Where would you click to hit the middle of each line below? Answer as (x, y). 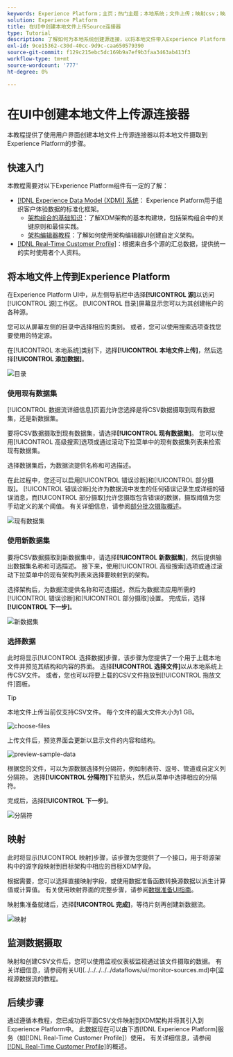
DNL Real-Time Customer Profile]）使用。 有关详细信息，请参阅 (120, 1038)
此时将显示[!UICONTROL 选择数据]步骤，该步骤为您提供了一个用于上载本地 (114, 657)
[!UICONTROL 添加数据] (48, 359)
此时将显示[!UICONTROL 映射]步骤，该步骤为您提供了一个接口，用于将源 (111, 857)
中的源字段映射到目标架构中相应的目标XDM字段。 (84, 866)
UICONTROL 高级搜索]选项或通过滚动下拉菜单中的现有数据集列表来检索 (119, 442)
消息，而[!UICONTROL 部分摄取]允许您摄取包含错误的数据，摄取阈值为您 (117, 498)
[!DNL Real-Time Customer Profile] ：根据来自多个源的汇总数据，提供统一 (121, 244)
